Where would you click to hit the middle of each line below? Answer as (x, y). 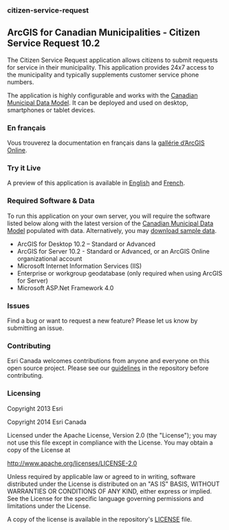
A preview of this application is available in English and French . (96, 183)
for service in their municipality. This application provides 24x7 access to (111, 67)
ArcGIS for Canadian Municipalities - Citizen (104, 33)
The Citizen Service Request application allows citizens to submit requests (112, 60)
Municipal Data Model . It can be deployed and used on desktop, (98, 103)
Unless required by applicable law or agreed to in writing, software (101, 476)
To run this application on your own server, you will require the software (109, 216)
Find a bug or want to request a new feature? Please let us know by (102, 320)
